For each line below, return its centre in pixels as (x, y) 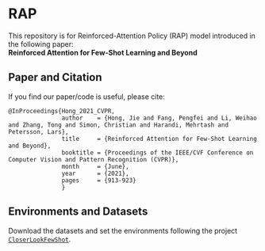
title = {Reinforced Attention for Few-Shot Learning (159, 139)
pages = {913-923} (99, 180)
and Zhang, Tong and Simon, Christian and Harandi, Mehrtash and (118, 125)
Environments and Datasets (78, 212)
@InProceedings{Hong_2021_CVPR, (61, 111)
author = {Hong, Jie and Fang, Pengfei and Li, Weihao (159, 118)
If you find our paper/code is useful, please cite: (86, 97)
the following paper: (41, 44)
